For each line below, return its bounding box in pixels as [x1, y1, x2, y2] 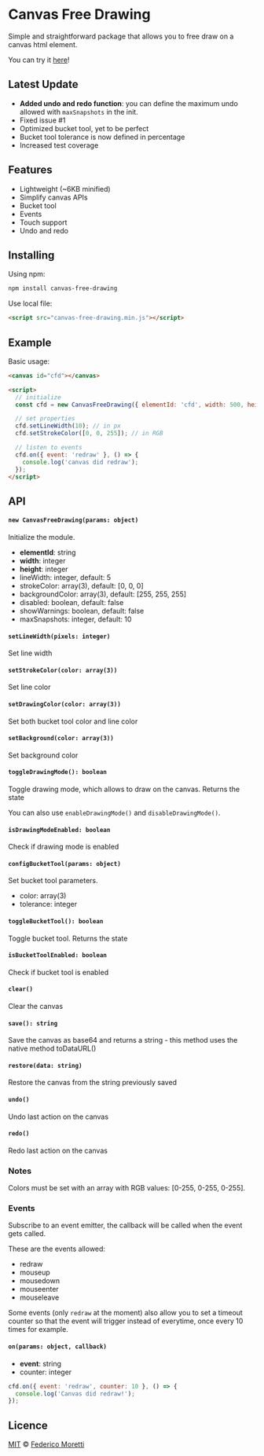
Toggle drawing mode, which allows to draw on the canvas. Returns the [8, 784, 240, 794]
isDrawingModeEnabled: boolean [8, 826, 111, 834]
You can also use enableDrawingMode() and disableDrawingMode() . [8, 808, 221, 818]
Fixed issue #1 [19, 116, 66, 125]
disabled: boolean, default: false [19, 598, 124, 607]
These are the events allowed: [8, 1244, 106, 1254]
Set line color [8, 682, 51, 692]
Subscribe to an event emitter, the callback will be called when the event [8, 1220, 243, 1230]
